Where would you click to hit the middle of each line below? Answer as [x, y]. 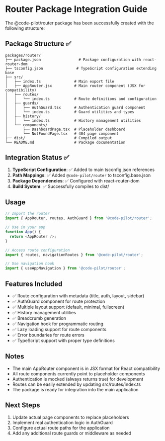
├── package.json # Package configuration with [73, 60]
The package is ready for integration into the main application [75, 389]
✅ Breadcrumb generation [39, 318]
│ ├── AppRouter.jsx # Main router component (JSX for [75, 86]
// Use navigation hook [30, 264]
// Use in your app [25, 227]
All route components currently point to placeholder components [79, 373]
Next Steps [23, 405]
